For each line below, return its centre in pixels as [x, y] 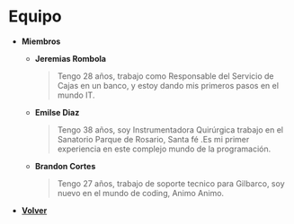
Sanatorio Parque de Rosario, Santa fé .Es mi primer [153, 139]
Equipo [35, 17]
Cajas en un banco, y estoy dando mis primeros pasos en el [168, 85]
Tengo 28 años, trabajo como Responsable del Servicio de [166, 76]
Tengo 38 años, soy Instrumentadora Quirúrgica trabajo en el [170, 129]
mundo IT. [76, 95]
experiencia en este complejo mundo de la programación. [164, 149]
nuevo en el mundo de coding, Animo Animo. [141, 193]
